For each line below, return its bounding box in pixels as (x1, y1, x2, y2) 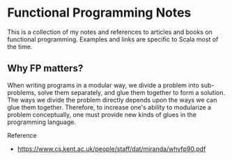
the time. (7, 42, 33, 51)
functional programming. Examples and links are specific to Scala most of (7, 35, 219, 43)
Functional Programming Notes (7, 5, 192, 21)
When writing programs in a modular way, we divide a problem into (7, 81, 200, 89)
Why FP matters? (7, 62, 84, 74)
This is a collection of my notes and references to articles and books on (7, 28, 212, 36)
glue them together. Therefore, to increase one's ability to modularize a (7, 103, 211, 112)
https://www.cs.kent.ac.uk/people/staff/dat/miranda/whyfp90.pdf (17, 144, 206, 153)
